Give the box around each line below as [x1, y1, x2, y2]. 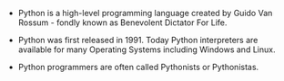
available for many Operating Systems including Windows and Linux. [17, 44, 276, 55]
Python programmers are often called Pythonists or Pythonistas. [17, 62, 259, 72]
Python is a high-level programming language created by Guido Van [17, 8, 273, 18]
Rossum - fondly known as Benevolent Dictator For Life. [17, 17, 228, 28]
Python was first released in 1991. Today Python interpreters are [17, 35, 259, 45]
